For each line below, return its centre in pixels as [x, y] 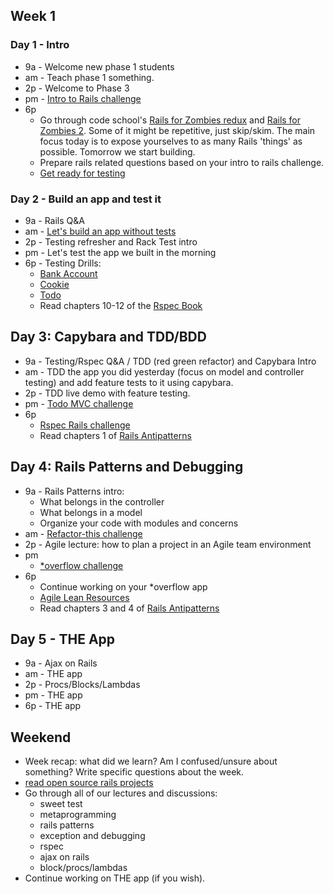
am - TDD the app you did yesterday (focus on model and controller [164, 371]
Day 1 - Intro [40, 45]
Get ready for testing [82, 173]
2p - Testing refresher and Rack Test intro [111, 241]
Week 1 [33, 16]
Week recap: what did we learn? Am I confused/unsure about [151, 761]
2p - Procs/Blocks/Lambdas [82, 685]
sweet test [61, 804]
